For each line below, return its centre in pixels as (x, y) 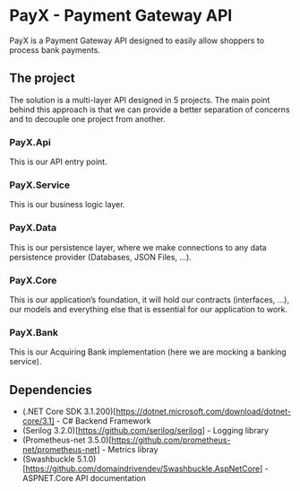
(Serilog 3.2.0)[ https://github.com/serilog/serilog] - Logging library (146, 431)
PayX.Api (30, 142)
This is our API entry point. (58, 162)
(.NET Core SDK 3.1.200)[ (69, 412)
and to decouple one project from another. (87, 118)
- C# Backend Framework (104, 421)
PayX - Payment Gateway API (121, 16)
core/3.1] (39, 421)
